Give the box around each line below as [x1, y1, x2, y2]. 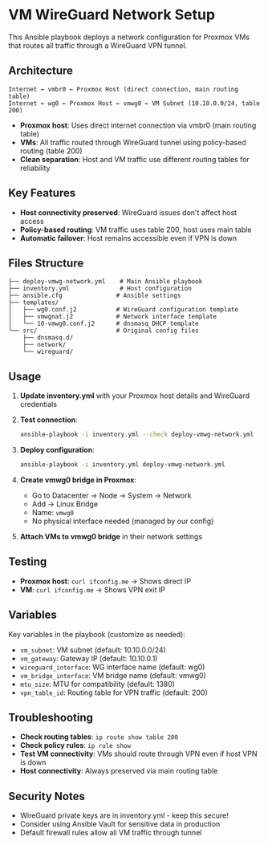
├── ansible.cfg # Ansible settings [8, 291, 181, 300]
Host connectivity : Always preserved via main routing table [19, 766, 218, 776]
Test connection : [19, 415, 78, 425]
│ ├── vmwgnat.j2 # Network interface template [8, 313, 217, 321]
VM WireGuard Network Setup [8, 6, 215, 24]
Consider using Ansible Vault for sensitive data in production [19, 819, 221, 829]
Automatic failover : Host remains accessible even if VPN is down [19, 233, 238, 242]
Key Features [8, 186, 76, 200]
